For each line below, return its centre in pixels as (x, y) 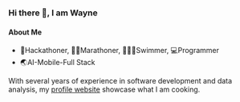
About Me (25, 32)
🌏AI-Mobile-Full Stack (57, 63)
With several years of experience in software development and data (120, 81)
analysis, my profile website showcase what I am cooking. (104, 90)
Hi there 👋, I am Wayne (53, 13)
